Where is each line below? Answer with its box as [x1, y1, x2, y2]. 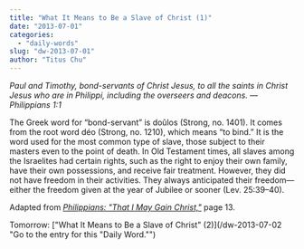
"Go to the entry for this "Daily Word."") [9, 229, 157, 240]
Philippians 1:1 [9, 100, 62, 110]
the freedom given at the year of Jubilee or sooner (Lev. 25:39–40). [33, 185, 285, 195]
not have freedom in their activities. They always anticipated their [9, 175, 253, 186]
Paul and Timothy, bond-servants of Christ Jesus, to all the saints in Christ [9, 81, 289, 91]
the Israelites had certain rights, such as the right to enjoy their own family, [9, 156, 288, 166]
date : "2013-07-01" [9, 22, 83, 31]
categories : [9, 30, 54, 39]
